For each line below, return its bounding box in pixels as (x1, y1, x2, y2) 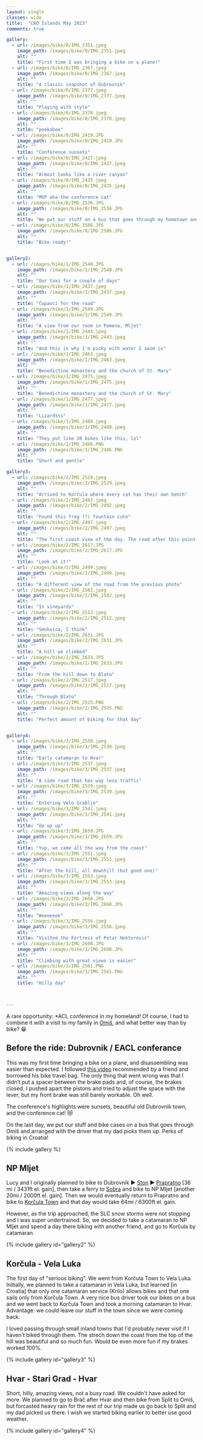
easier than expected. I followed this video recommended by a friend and (6, 1065, 188, 1073)
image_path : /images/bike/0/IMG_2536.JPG (17, 205, 123, 212)
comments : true (6, 25, 45, 32)
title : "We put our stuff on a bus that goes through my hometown (17, 217, 188, 223)
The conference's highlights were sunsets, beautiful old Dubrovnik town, (6, 1102, 187, 1110)
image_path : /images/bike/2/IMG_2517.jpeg (17, 682, 126, 689)
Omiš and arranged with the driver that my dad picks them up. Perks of (6, 1127, 183, 1134)
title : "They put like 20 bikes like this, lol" (17, 435, 142, 442)
